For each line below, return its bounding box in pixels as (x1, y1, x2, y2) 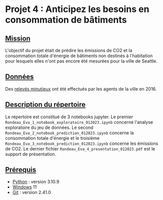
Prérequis (5, 165, 36, 174)
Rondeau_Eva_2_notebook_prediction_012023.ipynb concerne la (5, 129, 134, 136)
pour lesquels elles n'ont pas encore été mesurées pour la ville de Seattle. (5, 58, 157, 64)
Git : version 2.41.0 (12, 189, 51, 195)
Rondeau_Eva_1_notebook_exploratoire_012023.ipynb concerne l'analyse (5, 119, 153, 125)
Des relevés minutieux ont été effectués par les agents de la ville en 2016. (5, 86, 157, 92)
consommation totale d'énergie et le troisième (5, 135, 100, 141)
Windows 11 (12, 184, 37, 190)
